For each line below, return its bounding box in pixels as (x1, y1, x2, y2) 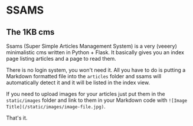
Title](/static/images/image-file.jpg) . (6, 103, 106, 110)
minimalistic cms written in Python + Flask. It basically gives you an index (6, 49, 185, 56)
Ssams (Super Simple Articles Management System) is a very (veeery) (6, 42, 177, 49)
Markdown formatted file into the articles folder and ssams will (6, 73, 161, 79)
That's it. (6, 114, 28, 121)
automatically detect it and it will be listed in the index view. (6, 79, 151, 86)
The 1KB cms (6, 27, 55, 37)
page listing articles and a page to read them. (6, 55, 116, 62)
